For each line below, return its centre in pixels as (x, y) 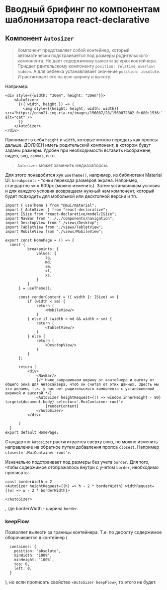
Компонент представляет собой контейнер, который (74, 50)
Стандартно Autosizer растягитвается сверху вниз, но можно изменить (82, 442)
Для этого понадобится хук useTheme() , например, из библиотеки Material (83, 175)
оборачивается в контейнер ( (37, 538)
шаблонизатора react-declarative (78, 20)
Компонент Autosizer (40, 38)
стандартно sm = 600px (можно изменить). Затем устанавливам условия (83, 185)
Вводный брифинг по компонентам (83, 9)
